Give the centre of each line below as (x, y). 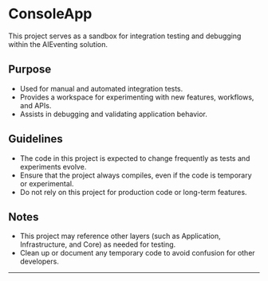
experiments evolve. (53, 166)
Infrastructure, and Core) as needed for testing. (98, 244)
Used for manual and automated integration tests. (101, 88)
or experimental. (47, 183)
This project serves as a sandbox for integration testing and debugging (125, 36)
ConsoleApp (50, 14)
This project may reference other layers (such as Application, (120, 236)
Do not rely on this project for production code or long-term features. (133, 192)
